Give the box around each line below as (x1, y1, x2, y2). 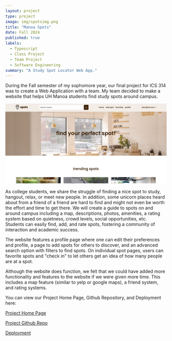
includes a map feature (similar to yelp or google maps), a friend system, (5, 279, 159, 285)
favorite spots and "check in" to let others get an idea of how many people (5, 253, 163, 259)
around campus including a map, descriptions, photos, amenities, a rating (5, 210, 160, 216)
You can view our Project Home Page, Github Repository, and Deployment (5, 294, 161, 300)
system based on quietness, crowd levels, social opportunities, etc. (5, 215, 147, 222)
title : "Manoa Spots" (5, 25, 52, 30)
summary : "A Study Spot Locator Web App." (5, 68, 97, 73)
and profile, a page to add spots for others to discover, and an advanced (5, 242, 158, 248)
